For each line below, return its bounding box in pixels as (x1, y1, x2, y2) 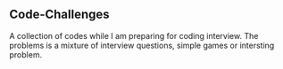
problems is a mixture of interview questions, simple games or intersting (9, 40, 275, 50)
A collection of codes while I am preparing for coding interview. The (9, 30, 259, 41)
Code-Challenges (9, 7, 110, 22)
